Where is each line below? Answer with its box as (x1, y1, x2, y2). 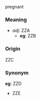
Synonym (5, 69, 29, 76)
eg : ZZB (19, 33, 36, 39)
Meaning (5, 16, 27, 23)
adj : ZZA (12, 27, 30, 33)
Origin (5, 45, 21, 52)
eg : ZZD (5, 80, 22, 86)
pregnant (5, 4, 24, 9)
